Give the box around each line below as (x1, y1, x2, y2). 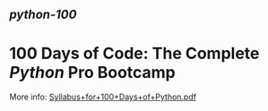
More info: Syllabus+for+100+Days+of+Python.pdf (9, 91, 197, 102)
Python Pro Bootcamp (9, 62, 177, 82)
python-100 (9, 7, 77, 22)
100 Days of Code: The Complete (9, 43, 260, 64)
